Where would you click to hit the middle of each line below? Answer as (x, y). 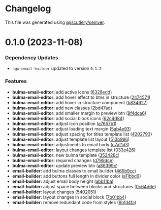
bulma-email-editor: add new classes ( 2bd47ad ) (62, 108)
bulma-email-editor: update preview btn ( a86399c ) (65, 166)
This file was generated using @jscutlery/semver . (55, 22)
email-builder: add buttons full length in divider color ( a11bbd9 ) (77, 176)
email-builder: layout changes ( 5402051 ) (54, 192)
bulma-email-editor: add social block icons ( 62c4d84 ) (68, 118)
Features (16, 81)
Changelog (28, 9)
